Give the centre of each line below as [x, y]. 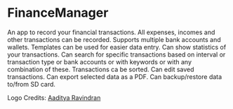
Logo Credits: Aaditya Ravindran [54, 97]
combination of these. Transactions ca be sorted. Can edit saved [101, 69]
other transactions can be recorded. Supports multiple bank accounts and [114, 39]
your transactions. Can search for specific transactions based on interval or [116, 54]
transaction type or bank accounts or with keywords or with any [99, 61]
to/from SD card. [32, 84]
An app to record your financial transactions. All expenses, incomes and [111, 32]
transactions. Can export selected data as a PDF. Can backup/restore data [115, 77]
